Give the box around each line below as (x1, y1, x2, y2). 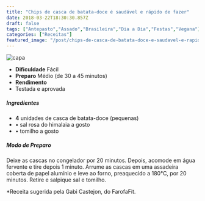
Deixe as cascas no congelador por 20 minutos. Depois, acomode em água (6, 157, 195, 164)
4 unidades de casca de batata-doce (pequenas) (15, 114, 139, 122)
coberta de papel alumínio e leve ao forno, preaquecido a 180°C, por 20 (6, 169, 187, 177)
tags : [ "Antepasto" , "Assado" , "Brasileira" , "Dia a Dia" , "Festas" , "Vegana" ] (6, 26, 201, 32)
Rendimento (15, 79, 47, 86)
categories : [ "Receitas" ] (6, 32, 72, 38)
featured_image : (6, 37, 48, 43)
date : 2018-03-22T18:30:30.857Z (6, 15, 88, 21)
